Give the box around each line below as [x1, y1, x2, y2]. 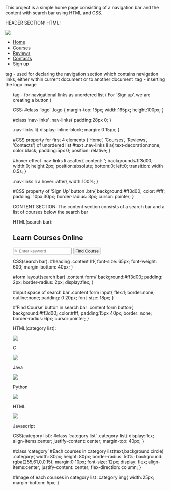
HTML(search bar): [12, 219, 53, 225]
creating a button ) [12, 97, 52, 103]
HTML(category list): [12, 325, 56, 331]
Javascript [12, 422, 35, 429]
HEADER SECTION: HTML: [5, 20, 61, 26]
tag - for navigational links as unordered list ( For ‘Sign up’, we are [12, 92, 151, 98]
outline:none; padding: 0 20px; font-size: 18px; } [12, 294, 114, 301]
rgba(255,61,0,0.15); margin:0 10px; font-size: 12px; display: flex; [12, 459, 148, 465]
